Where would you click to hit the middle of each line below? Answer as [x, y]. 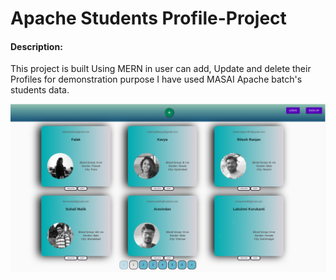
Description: [36, 46]
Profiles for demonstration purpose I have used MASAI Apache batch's [156, 79]
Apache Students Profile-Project [148, 18]
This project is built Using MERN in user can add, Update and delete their [161, 69]
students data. [40, 90]
